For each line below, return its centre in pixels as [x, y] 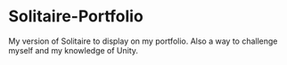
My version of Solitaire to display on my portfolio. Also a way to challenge [143, 41]
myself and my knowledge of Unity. [74, 50]
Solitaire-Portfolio [76, 16]
